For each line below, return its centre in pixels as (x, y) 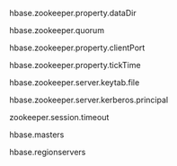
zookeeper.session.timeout (59, 117)
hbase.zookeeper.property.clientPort (77, 48)
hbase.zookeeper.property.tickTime (75, 65)
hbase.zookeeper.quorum (57, 30)
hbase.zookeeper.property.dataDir (73, 13)
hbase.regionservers (48, 152)
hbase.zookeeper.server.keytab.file (75, 83)
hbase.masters (37, 135)
